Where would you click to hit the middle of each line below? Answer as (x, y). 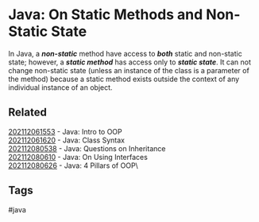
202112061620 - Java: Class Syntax (67, 140)
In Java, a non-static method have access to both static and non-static (125, 53)
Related (28, 113)
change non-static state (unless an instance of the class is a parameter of (129, 70)
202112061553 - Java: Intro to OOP (66, 131)
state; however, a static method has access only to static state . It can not (130, 62)
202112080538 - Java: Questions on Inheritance (87, 148)
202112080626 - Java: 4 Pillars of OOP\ (73, 166)
